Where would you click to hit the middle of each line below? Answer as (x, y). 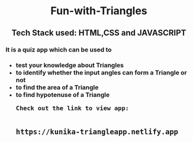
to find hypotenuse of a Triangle (63, 95)
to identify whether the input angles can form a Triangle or (101, 73)
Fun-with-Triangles (99, 11)
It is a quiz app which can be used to (59, 50)
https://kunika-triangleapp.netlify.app (97, 132)
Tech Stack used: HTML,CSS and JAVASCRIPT (99, 33)
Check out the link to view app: (73, 108)
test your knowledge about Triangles (70, 65)
